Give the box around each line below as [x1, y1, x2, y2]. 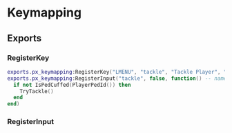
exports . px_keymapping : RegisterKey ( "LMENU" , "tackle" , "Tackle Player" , [7, 68, 221, 75]
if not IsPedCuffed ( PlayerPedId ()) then [13, 81, 131, 88]
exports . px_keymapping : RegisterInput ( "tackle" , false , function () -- [7, 74, 212, 82]
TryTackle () [19, 88, 54, 94]
